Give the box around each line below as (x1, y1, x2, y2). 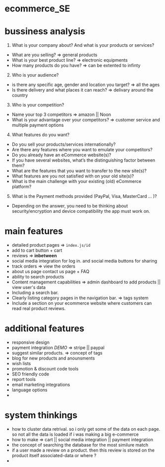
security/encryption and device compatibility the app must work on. (11, 208, 151, 214)
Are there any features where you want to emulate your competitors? (11, 147, 153, 153)
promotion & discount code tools (11, 366, 79, 372)
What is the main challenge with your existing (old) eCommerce (11, 179, 142, 185)
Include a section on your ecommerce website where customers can (11, 300, 152, 306)
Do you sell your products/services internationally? (11, 141, 116, 147)
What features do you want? (11, 132, 70, 138)
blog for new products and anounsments (11, 355, 95, 361)
